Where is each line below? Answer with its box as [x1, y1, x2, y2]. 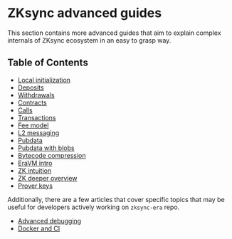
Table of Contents [7, 57, 89, 69]
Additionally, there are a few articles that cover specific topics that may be [7, 195, 226, 203]
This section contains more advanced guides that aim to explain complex [7, 28, 222, 37]
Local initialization [17, 75, 71, 84]
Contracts [17, 98, 48, 107]
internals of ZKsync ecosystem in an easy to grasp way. [7, 36, 172, 44]
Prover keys [17, 181, 53, 190]
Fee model [17, 121, 49, 129]
